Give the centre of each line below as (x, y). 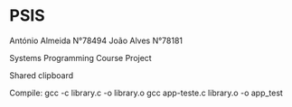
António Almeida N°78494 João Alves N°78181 (96, 40)
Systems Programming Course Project (80, 58)
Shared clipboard (42, 75)
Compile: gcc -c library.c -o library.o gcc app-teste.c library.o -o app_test (146, 93)
